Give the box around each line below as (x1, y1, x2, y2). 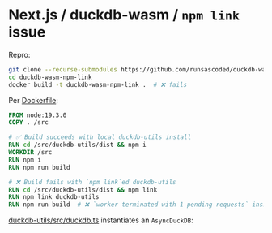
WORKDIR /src (8, 149, 53, 157)
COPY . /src (8, 119, 49, 127)
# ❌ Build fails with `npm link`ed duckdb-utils (8, 178, 176, 186)
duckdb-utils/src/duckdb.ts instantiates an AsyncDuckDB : (8, 215, 193, 225)
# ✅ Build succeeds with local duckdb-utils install (8, 133, 192, 141)
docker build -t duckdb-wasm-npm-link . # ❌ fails (8, 80, 188, 88)
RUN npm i (8, 156, 42, 164)
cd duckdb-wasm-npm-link (8, 73, 92, 81)
